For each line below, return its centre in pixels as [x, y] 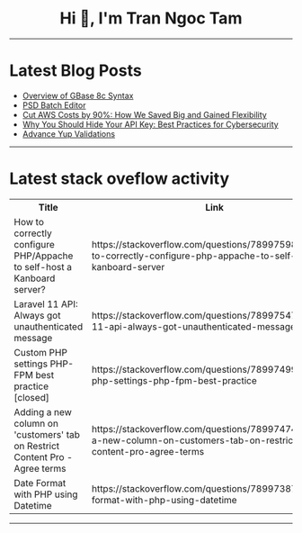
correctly [33, 233]
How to [29, 221]
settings [31, 364]
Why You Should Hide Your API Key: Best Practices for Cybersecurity [150, 124]
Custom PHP [40, 352]
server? [30, 289]
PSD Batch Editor [54, 105]
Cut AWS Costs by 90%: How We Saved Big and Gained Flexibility [144, 114]
